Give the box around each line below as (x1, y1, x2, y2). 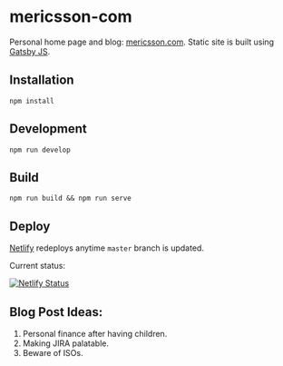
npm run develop (9, 145, 71, 154)
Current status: (9, 261, 66, 272)
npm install (9, 96, 54, 105)
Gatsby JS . (9, 45, 51, 56)
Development (9, 121, 88, 137)
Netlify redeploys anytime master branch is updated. (9, 242, 204, 253)
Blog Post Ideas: (9, 304, 103, 320)
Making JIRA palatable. (22, 338, 110, 349)
